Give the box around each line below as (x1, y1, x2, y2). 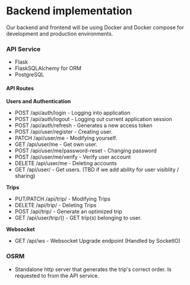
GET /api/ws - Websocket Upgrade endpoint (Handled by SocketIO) (14, 237, 181, 245)
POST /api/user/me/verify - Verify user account (14, 153, 131, 161)
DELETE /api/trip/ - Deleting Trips (14, 202, 97, 209)
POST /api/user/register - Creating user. (14, 128, 113, 135)
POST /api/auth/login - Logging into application (14, 109, 131, 116)
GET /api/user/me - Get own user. (14, 141, 98, 148)
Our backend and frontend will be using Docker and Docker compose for (6, 24, 184, 31)
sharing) (14, 172, 36, 179)
